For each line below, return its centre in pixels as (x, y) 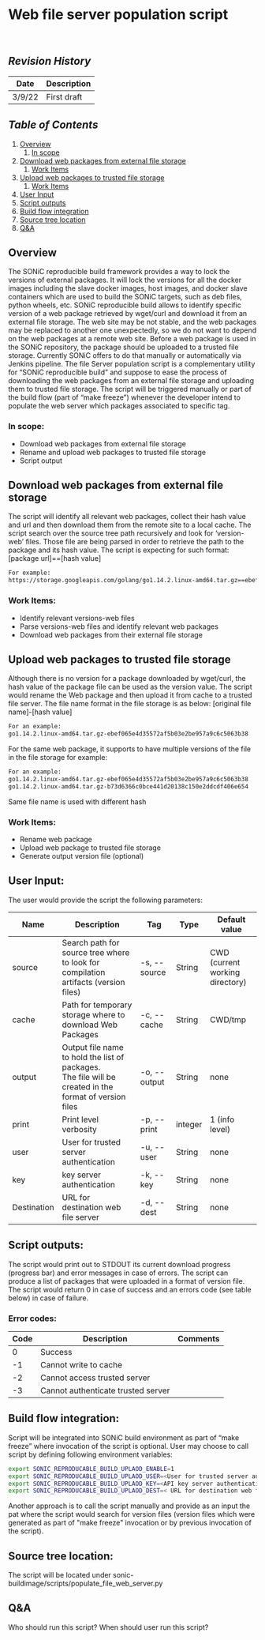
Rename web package (56, 840)
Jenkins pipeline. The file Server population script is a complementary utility (132, 364)
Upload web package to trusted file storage (90, 848)
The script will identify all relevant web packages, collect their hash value (127, 517)
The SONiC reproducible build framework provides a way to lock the (119, 272)
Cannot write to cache (81, 1364)
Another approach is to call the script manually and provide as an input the (129, 1506)
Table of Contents (53, 125)
